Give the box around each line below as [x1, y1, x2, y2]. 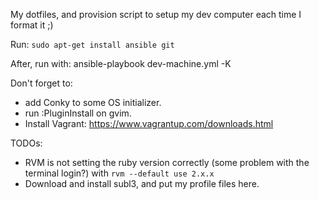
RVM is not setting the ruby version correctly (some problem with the [24, 157, 310, 168]
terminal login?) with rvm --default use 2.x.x [24, 167, 215, 179]
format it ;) [10, 19, 54, 31]
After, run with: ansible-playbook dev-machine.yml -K [10, 58, 232, 69]
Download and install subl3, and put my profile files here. [24, 178, 260, 189]
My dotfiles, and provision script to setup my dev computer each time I [10, 9, 302, 20]
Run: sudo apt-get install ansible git [10, 39, 175, 50]
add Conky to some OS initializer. [24, 97, 162, 108]
